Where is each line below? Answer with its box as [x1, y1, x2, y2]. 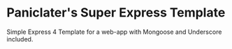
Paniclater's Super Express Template [6, 5, 226, 21]
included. [6, 35, 34, 43]
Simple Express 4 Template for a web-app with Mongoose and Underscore [6, 28, 222, 36]
